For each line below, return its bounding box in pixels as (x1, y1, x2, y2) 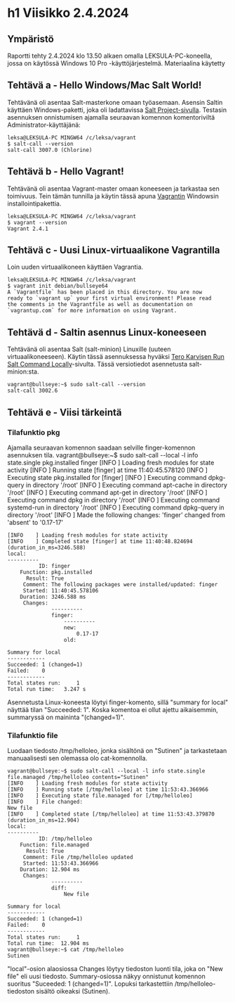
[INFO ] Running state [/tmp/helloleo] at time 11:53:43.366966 (7, 786, 209, 793)
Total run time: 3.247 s (7, 685, 86, 692)
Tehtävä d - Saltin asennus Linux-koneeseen (7, 326, 207, 338)
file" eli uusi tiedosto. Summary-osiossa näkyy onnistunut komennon (7, 972, 206, 981)
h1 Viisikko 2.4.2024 (7, 5, 130, 21)
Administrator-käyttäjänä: (7, 120, 81, 129)
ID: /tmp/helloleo (38, 835, 93, 842)
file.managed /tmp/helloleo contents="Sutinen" (7, 774, 149, 781)
